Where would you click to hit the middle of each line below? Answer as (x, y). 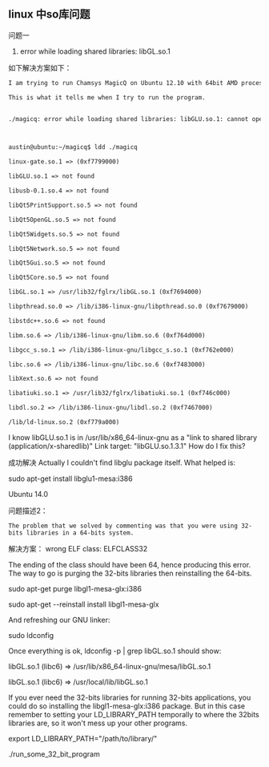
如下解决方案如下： (40, 67)
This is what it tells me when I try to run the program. (107, 97)
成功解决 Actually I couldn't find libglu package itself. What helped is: (122, 462)
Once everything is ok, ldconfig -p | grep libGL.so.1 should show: (115, 651)
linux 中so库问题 (49, 14)
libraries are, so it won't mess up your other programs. (98, 723)
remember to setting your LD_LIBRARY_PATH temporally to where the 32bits (134, 714)
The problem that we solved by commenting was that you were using (123, 526)
